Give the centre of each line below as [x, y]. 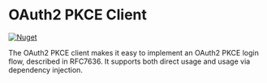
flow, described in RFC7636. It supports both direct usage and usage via [129, 61]
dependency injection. [46, 69]
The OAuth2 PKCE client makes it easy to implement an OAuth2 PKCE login [134, 52]
